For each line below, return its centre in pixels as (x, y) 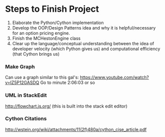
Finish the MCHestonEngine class (46, 38)
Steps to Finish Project (52, 9)
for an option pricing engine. (41, 33)
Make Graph (20, 66)
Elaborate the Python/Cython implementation (58, 23)
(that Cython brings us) (36, 54)
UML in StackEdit (26, 95)
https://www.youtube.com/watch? (115, 78)
